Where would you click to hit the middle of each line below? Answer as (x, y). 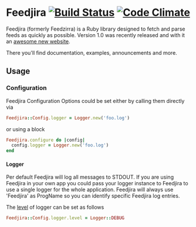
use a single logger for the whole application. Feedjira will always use (90, 190)
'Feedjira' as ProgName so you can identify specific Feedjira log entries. (93, 196)
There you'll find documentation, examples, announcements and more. (92, 52)
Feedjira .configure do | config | (45, 140)
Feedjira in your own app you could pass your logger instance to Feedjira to (97, 183)
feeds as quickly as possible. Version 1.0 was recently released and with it (95, 35)
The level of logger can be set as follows (55, 207)
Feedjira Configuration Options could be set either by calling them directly (95, 101)
